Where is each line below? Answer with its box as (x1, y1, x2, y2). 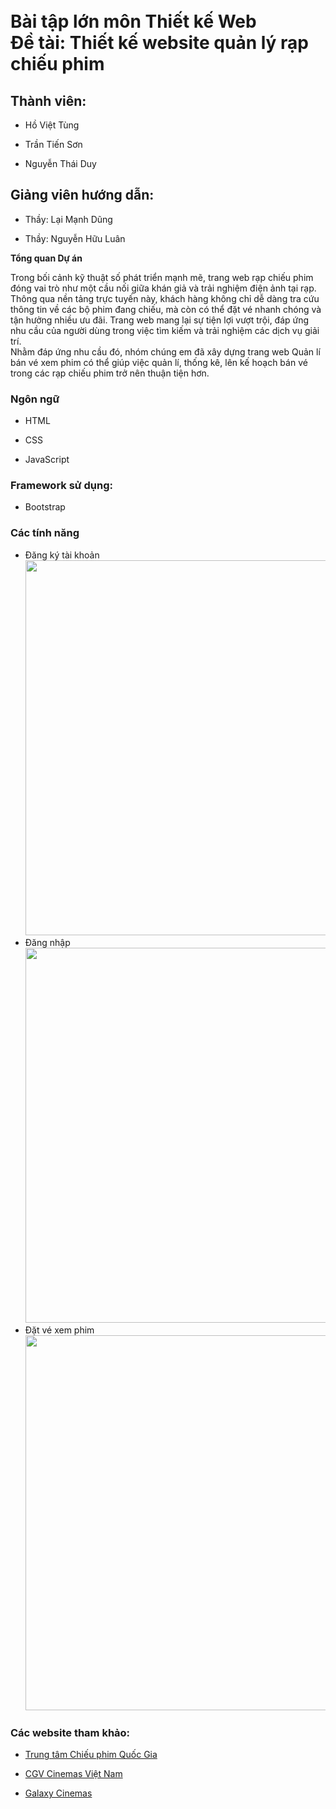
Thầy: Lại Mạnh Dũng (24, 213, 113, 225)
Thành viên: (10, 92, 87, 109)
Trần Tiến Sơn (24, 139, 83, 150)
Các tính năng (10, 526, 80, 540)
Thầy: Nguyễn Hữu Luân (24, 232, 126, 244)
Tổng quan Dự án (10, 252, 83, 264)
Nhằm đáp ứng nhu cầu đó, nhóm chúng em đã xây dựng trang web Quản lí (10, 345, 321, 358)
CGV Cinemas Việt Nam (24, 1768, 123, 1779)
